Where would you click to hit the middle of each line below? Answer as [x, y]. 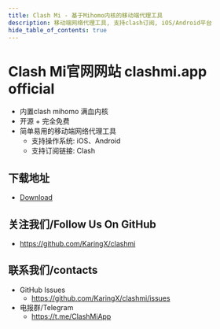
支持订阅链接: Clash [63, 151]
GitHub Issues [42, 290]
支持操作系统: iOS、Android [76, 141]
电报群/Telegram [46, 307]
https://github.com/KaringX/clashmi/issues [101, 298]
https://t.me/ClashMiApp [71, 316]
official [31, 89]
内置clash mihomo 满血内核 [64, 112]
